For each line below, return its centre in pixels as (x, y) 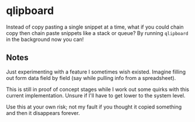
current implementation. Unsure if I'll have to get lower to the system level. (96, 95)
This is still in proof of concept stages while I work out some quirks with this (97, 89)
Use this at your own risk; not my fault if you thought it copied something (94, 107)
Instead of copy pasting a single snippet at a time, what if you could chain (95, 27)
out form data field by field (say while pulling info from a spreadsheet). (91, 78)
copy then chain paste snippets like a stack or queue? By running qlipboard (97, 33)
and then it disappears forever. (43, 113)
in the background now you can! (45, 39)
